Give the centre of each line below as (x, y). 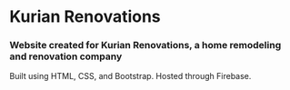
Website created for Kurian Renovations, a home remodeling (145, 45)
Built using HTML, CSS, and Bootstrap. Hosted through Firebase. (130, 76)
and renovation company (66, 56)
